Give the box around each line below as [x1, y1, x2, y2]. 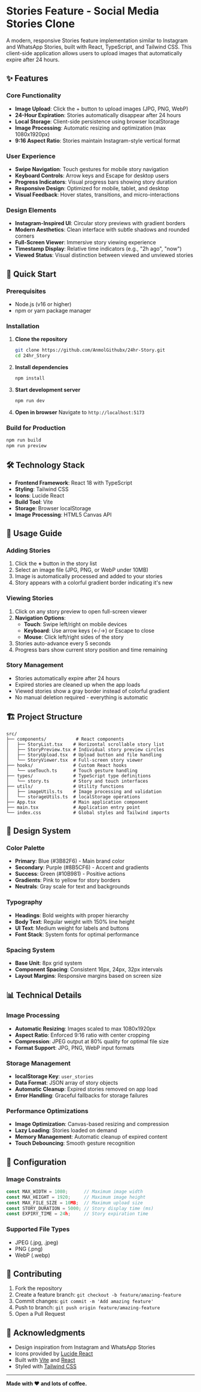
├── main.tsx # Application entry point [6, 804, 141, 810]
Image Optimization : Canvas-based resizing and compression [14, 1121, 169, 1128]
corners [14, 232, 35, 240]
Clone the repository [14, 336, 68, 343]
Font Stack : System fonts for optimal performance [14, 930, 139, 938]
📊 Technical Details [6, 990, 82, 1001]
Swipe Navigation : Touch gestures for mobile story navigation [14, 165, 169, 172]
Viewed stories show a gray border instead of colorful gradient [14, 687, 170, 694]
